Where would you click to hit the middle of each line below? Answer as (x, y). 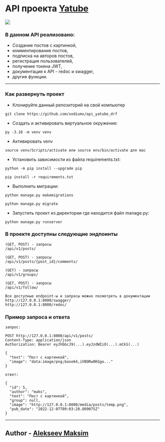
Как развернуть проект (35, 94)
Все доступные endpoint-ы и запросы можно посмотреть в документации (78, 296)
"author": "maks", (28, 392)
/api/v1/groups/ (22, 274)
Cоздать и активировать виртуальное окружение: (65, 123)
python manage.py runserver (34, 222)
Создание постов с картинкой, (44, 45)
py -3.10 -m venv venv (28, 132)
